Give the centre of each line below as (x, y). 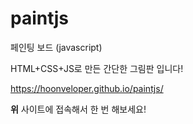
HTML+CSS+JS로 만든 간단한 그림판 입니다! (97, 68)
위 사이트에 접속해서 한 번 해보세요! (78, 109)
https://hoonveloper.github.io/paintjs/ (87, 88)
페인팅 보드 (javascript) (56, 47)
